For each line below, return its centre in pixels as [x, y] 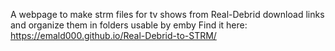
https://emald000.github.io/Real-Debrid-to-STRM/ [113, 35]
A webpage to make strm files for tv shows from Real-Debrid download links [167, 14]
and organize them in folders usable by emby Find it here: [129, 25]
